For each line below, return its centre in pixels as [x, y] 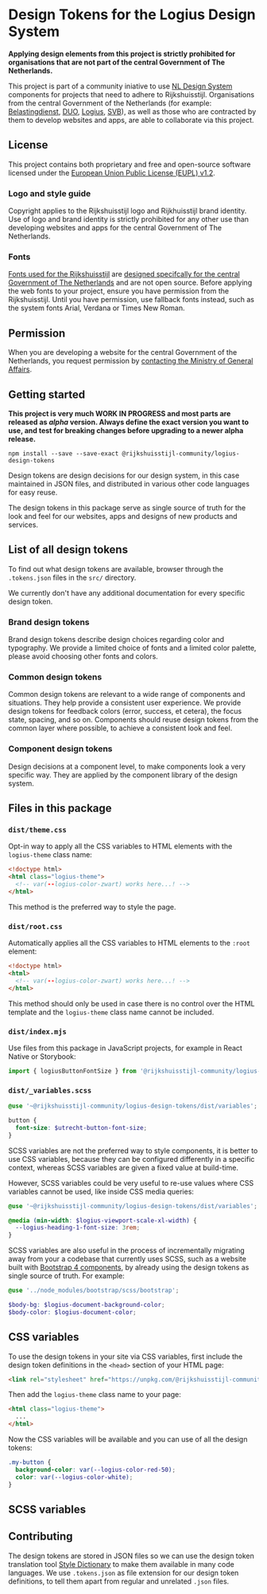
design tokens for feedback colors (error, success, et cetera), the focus [125, 711]
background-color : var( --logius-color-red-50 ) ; [96, 1470]
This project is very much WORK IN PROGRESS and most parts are [120, 413]
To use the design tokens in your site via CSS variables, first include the [126, 1356]
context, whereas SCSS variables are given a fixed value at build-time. [123, 1167]
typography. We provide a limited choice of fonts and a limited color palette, [132, 648]
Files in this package [60, 808]
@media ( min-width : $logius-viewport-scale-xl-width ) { [103, 1220]
